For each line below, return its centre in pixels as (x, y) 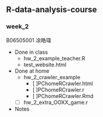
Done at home (32, 71)
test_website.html (45, 64)
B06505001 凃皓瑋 (29, 40)
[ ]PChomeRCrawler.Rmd (63, 96)
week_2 (17, 27)
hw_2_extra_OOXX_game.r (56, 102)
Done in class (31, 52)
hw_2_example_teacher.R (54, 58)
